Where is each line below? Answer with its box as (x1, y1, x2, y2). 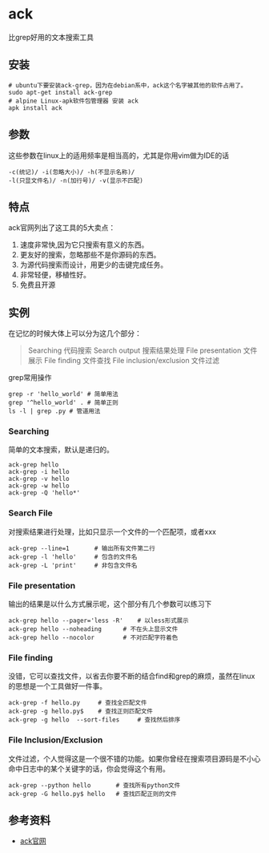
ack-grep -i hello (8, 468, 70, 476)
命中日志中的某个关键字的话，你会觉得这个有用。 (8, 763, 170, 774)
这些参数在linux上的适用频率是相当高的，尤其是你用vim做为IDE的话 (8, 150, 230, 160)
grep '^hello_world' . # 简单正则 (8, 398, 118, 407)
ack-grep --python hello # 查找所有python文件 (8, 781, 181, 790)
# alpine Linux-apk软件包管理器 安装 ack (8, 97, 139, 105)
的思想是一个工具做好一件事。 (8, 681, 106, 691)
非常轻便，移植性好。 (19, 270, 90, 280)
